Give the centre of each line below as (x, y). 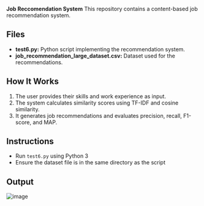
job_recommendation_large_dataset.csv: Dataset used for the (95, 56)
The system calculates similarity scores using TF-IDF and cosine (97, 103)
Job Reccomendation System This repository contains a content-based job (102, 9)
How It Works (33, 82)
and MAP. (45, 122)
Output (20, 182)
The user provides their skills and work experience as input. (91, 96)
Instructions (30, 142)
